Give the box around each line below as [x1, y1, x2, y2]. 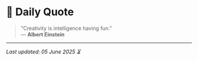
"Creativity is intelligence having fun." [20, 25, 113, 32]
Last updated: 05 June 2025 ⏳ [6, 48, 81, 55]
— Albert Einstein [20, 30, 65, 38]
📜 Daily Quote [6, 5, 74, 19]
